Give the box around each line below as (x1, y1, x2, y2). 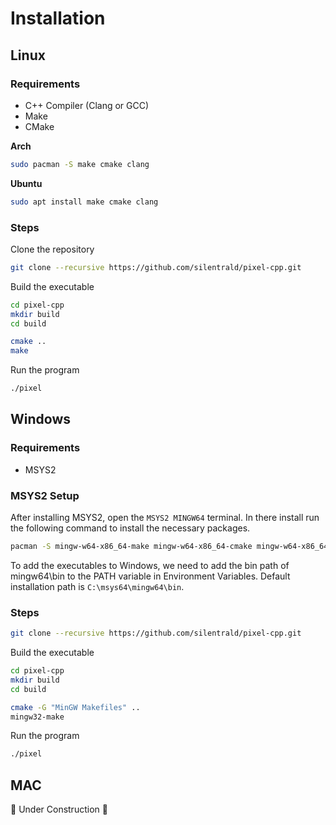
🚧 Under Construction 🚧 (10, 803, 108, 816)
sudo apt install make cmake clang (10, 197, 159, 207)
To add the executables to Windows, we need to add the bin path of (10, 559, 290, 571)
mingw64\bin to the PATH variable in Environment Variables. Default (10, 570, 291, 582)
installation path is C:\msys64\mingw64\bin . (10, 580, 185, 592)
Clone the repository (10, 243, 95, 255)
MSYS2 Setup (10, 488, 80, 502)
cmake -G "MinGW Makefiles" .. (10, 702, 141, 712)
